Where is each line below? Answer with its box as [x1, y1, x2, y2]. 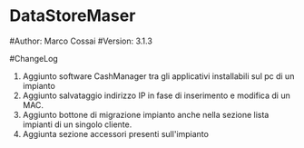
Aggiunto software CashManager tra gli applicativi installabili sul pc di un [22, 70, 295, 82]
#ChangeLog [9, 53, 59, 64]
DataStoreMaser [9, 5, 136, 26]
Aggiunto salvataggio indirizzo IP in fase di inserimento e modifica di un [22, 90, 290, 101]
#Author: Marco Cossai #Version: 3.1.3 [9, 35, 152, 46]
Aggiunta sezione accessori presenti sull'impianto [22, 128, 209, 139]
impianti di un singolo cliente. [22, 119, 132, 130]
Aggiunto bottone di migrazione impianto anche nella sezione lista [22, 109, 270, 120]
